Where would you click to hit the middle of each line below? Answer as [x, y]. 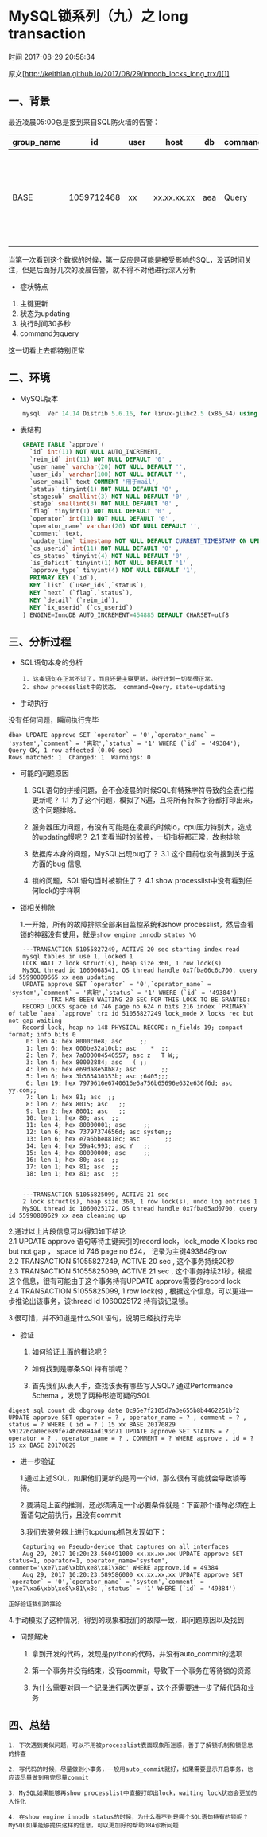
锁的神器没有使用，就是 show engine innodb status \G [108, 934]
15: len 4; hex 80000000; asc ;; [88, 1153]
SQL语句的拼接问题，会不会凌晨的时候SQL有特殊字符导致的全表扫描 [143, 790]
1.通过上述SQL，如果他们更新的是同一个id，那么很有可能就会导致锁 [130, 1478]
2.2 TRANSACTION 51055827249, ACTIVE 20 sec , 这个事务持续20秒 [121, 1262]
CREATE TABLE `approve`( [64, 445]
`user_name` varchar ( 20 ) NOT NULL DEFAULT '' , [108, 467]
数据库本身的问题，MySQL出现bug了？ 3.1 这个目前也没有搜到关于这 [143, 854]
